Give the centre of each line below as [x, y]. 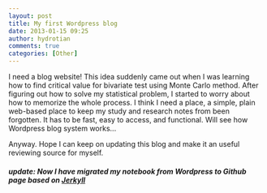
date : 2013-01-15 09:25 [49, 31]
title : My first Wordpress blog [63, 24]
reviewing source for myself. [56, 152]
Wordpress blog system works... [62, 128]
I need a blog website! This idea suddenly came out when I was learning [129, 77]
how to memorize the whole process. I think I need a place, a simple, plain [132, 103]
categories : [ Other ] [43, 54]
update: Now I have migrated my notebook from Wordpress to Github [127, 171]
